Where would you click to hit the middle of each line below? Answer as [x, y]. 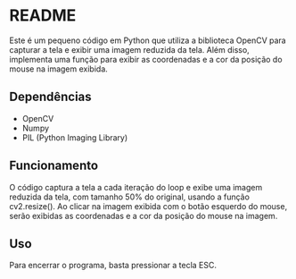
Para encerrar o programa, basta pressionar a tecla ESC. [113, 266]
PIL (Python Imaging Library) [75, 137]
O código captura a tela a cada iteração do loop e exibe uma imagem [136, 187]
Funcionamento [54, 166]
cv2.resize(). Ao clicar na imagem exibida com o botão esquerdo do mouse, [148, 206]
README [43, 16]
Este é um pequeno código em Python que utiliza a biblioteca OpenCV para [148, 40]
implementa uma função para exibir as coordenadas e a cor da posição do [146, 59]
